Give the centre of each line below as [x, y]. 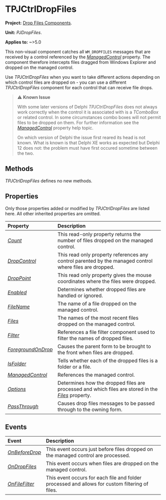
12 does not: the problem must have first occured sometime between [87, 148]
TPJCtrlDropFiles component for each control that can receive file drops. [79, 87]
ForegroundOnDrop [30, 349]
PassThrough [23, 406]
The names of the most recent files [98, 318]
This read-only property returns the [99, 234]
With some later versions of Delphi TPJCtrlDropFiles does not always [87, 107]
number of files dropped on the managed [105, 240]
